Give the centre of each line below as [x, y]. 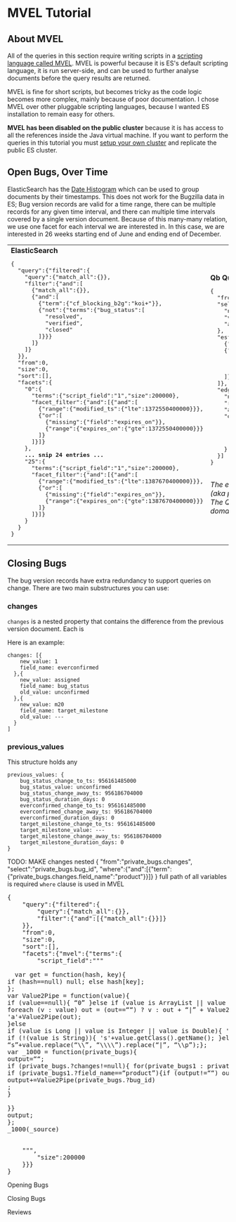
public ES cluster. [32, 150]
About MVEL [35, 39]
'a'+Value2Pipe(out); [45, 1017]
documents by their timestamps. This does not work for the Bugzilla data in [116, 196]
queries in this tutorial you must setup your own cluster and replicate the [112, 143]
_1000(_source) [33, 1130]
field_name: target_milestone [64, 710]
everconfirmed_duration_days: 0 [67, 818]
